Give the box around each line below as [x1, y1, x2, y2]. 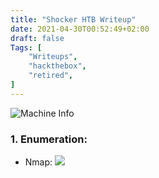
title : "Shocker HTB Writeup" [10, 14, 137, 25]
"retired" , [28, 71, 74, 81]
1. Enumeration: [10, 132, 88, 146]
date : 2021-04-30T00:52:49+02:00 [10, 24, 150, 34]
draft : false [10, 33, 65, 43]
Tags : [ [10, 42, 43, 53]
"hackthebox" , [28, 61, 87, 71]
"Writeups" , [28, 52, 78, 62]
